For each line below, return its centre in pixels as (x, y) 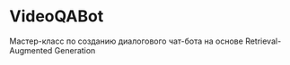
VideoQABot (57, 16)
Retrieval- (264, 41)
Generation (75, 50)
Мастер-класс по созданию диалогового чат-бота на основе (127, 41)
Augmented (31, 50)
